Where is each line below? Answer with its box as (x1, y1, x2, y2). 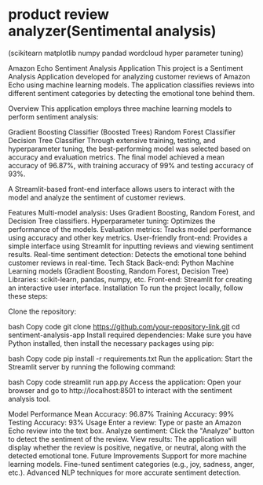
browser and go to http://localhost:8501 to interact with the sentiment (8, 385, 233, 395)
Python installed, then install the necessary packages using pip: (8, 338, 214, 347)
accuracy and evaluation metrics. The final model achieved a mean (8, 152, 225, 162)
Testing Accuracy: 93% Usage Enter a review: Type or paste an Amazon (8, 417, 242, 427)
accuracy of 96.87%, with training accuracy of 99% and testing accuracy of (8, 160, 254, 170)
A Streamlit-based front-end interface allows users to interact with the (8, 184, 236, 193)
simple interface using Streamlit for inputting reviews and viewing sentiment (8, 241, 254, 251)
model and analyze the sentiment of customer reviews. (8, 193, 186, 202)
